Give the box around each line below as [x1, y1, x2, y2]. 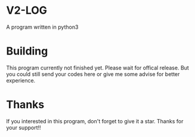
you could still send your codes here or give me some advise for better [6, 70, 180, 78]
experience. [6, 77, 36, 84]
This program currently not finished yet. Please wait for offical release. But [6, 64, 189, 71]
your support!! [6, 124, 41, 131]
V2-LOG [6, 4, 48, 17]
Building [6, 44, 48, 58]
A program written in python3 [6, 23, 79, 31]
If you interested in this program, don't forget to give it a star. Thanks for [6, 117, 184, 124]
